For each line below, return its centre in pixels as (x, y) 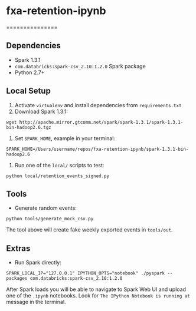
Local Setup (29, 91)
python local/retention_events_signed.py (58, 176)
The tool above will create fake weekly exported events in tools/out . (89, 230)
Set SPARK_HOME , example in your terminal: (65, 138)
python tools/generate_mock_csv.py (50, 219)
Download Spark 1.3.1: (41, 111)
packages (17, 279)
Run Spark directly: (38, 263)
